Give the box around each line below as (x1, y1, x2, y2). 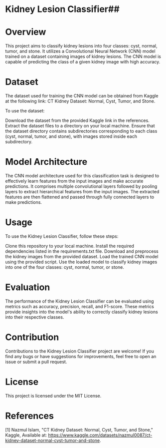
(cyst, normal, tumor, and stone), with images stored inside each (5, 133, 137, 139)
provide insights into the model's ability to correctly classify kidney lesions (5, 309, 158, 315)
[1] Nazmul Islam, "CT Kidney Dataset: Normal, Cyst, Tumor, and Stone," (5, 427, 153, 433)
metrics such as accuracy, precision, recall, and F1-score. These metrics (5, 303, 155, 309)
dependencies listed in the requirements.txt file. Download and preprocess (5, 248, 159, 254)
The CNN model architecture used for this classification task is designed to (5, 173, 160, 178)
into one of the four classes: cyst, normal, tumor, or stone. (5, 264, 125, 270)
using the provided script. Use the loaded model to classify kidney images (5, 259, 158, 265)
